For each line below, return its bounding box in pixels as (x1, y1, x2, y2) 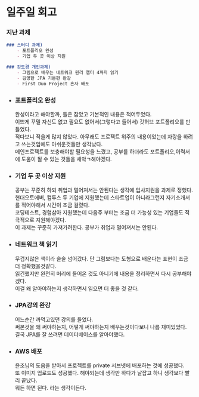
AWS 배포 (14, 347, 43, 355)
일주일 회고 (6, 5, 57, 19)
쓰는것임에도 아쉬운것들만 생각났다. (21, 140, 103, 147)
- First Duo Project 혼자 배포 (17, 81, 89, 87)
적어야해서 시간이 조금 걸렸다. (21, 201, 90, 209)
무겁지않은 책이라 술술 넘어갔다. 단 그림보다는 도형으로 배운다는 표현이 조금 (14, 255, 189, 262)
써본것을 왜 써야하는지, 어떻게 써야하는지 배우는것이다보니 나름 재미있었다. (14, 323, 187, 330)
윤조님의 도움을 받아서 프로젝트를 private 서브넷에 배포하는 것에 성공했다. (14, 362, 185, 369)
